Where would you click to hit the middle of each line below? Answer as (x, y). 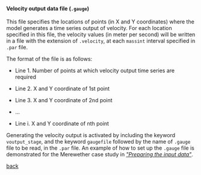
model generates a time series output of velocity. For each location (89, 28)
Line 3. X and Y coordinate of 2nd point (63, 100)
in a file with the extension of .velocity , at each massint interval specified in (101, 41)
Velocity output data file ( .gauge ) (48, 8)
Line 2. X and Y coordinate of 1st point (62, 89)
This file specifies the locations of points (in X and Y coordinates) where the (100, 22)
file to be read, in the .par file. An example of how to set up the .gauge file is (100, 148)
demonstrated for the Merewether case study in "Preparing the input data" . (100, 155)
